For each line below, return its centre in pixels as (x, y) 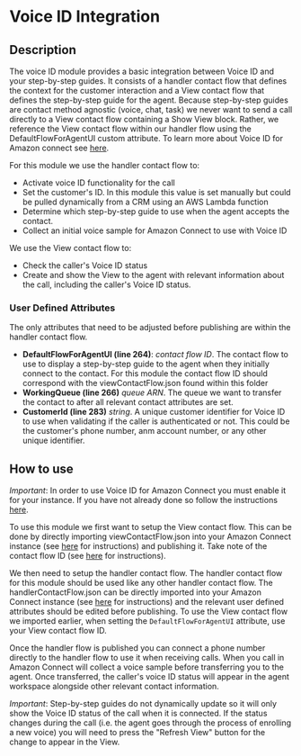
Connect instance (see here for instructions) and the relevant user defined (147, 602)
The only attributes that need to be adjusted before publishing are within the (150, 328)
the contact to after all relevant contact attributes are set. (128, 402)
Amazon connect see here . (59, 148)
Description (43, 50)
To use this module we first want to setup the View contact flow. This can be (150, 527)
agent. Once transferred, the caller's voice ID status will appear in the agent (150, 677)
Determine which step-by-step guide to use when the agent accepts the (156, 211)
